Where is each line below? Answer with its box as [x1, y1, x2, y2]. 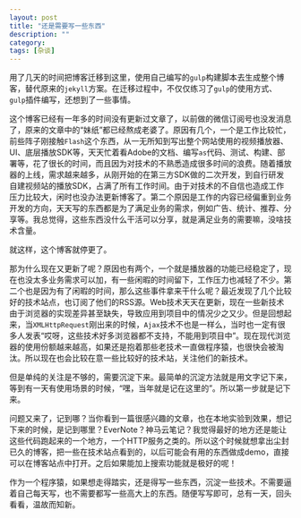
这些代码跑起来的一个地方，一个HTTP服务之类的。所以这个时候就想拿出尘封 [9, 436, 289, 446]
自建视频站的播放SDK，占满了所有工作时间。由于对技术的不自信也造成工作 [9, 181, 285, 191]
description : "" [9, 30, 70, 38]
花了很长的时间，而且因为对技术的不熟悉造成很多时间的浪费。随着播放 [32, 158, 292, 169]
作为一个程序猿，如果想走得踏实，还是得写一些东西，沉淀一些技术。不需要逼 [9, 477, 292, 488]
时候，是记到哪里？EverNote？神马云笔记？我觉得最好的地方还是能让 [32, 424, 288, 435]
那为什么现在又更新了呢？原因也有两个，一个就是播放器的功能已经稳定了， [9, 263, 284, 274]
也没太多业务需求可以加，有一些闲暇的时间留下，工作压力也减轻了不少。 [16, 275, 284, 285]
